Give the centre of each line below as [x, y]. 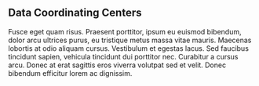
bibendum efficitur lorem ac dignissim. [70, 73]
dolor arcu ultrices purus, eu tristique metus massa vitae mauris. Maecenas [130, 40]
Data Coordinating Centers [75, 13]
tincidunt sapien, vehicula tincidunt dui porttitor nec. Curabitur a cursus [123, 56]
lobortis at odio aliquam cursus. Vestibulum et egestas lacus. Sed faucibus [129, 48]
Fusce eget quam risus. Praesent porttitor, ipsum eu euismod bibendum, [125, 31]
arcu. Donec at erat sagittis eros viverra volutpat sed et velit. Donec [117, 65]
